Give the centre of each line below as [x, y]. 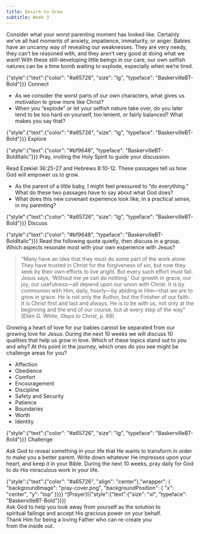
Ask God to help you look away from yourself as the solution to [84, 507]
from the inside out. [30, 526]
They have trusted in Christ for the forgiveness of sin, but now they [103, 265]
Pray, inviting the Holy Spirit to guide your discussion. [105, 156]
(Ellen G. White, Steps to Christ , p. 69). [68, 316]
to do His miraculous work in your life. [53, 470]
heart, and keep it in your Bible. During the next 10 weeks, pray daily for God [100, 464]
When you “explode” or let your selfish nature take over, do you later [99, 108]
